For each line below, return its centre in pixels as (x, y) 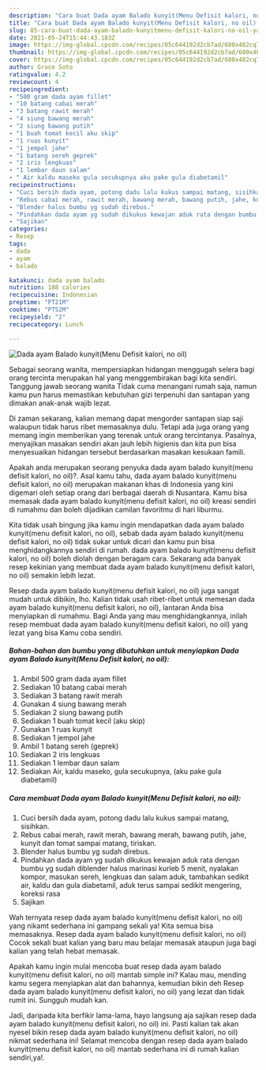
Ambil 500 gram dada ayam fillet (73, 679)
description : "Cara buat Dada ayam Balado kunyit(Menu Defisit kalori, (129, 15)
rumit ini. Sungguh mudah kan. (59, 1000)
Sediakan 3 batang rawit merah (71, 696)
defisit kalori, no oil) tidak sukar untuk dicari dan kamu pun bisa (112, 541)
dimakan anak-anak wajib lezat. (60, 403)
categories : (28, 229)
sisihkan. (35, 826)
